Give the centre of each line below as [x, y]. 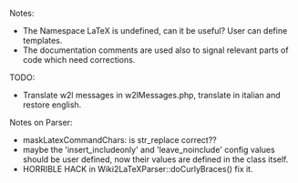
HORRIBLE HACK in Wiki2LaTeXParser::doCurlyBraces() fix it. [138, 169]
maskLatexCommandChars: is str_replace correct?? [119, 140]
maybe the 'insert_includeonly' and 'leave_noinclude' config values [149, 150]
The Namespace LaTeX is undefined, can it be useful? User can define [155, 30]
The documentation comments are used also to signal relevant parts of [155, 50]
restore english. [52, 105]
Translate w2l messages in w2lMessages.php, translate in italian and [151, 95]
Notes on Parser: [41, 122]
